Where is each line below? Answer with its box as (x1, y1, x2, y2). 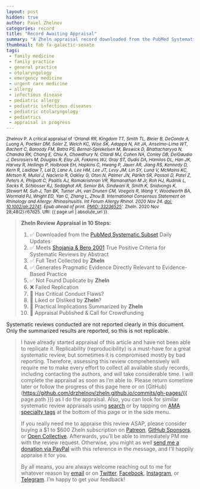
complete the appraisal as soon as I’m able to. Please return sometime (20, 377, 193, 384)
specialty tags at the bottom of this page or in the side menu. (20, 408, 171, 416)
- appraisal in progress (8, 120, 70, 126)
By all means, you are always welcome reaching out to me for (20, 463, 172, 471)
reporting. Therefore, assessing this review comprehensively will (20, 358, 180, 365)
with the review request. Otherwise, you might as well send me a (20, 439, 180, 446)
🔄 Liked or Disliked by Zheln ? (29, 296, 102, 304)
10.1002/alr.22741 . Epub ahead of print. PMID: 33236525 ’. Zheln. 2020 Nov (6, 204, 160, 210)
